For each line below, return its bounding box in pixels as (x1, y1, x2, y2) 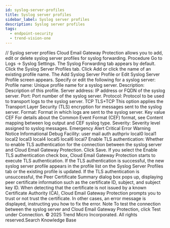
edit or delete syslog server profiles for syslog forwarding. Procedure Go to (5, 55, 162, 61)
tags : (5, 26, 17, 31)
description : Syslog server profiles (5, 21, 85, 27)
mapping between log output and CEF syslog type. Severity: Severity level (5, 120, 161, 126)
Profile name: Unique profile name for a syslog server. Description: (5, 82, 145, 88)
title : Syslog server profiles (5, 12, 72, 17)
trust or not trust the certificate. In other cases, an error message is (5, 195, 146, 201)
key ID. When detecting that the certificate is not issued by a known (5, 184, 147, 190)
